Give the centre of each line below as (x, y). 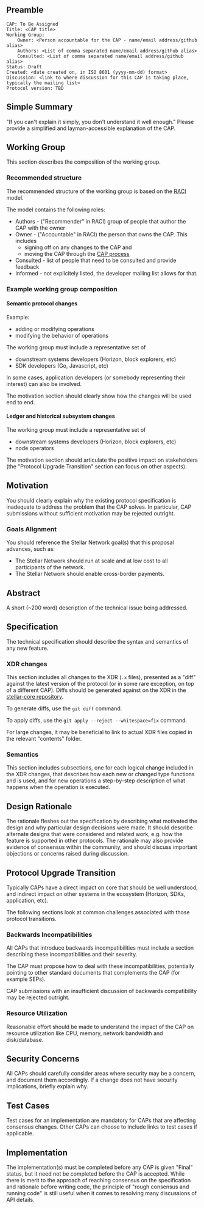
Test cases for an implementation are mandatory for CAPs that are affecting (101, 1121)
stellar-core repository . (35, 697)
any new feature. (27, 648)
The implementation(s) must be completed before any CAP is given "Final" (100, 1167)
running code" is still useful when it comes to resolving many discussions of (101, 1193)
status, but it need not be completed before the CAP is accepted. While (96, 1174)
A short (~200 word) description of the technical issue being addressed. (97, 608)
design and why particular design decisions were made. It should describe (100, 828)
